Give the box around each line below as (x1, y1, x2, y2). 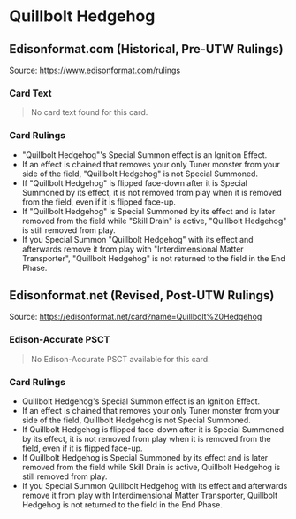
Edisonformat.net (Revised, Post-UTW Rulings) (9, 288, 275, 303)
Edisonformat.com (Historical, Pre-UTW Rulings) (9, 42, 285, 57)
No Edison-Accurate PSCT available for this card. (30, 353, 210, 364)
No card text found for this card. (30, 107, 148, 118)
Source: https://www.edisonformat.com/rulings (9, 65, 181, 75)
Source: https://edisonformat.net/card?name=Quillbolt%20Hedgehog (9, 312, 262, 322)
